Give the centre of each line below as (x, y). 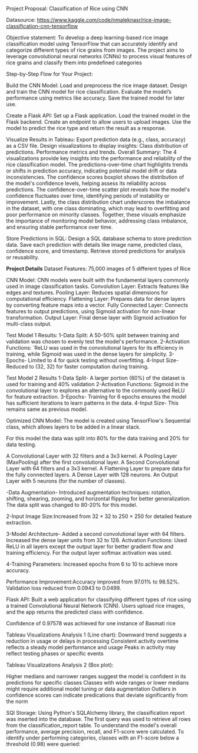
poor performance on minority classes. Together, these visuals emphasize (96, 215)
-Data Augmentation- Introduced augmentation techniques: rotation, (89, 492)
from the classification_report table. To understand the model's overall (91, 725)
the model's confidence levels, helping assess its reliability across (86, 183)
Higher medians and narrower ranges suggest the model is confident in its (96, 676)
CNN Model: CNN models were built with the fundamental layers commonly (98, 280)
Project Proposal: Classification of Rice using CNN (67, 9)
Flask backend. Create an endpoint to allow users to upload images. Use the (99, 122)
